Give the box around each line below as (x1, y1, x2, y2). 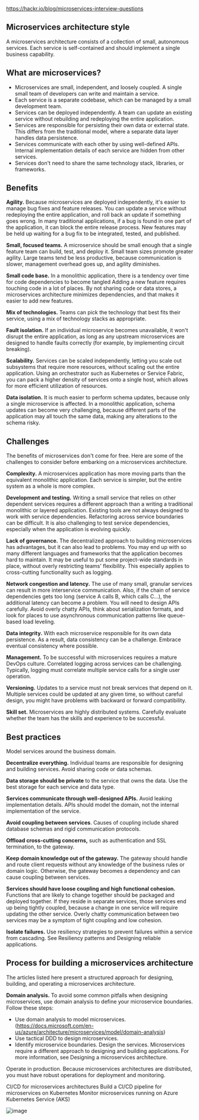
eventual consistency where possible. (6, 642, 99, 649)
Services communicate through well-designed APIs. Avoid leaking (6, 795, 172, 802)
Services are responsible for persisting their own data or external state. (14, 121, 189, 128)
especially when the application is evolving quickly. (6, 526, 132, 533)
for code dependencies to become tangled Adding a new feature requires (6, 279, 187, 286)
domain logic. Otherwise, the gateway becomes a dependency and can (6, 867, 181, 875)
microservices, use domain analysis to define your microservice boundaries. (6, 998, 193, 1005)
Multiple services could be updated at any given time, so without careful (6, 690, 183, 698)
